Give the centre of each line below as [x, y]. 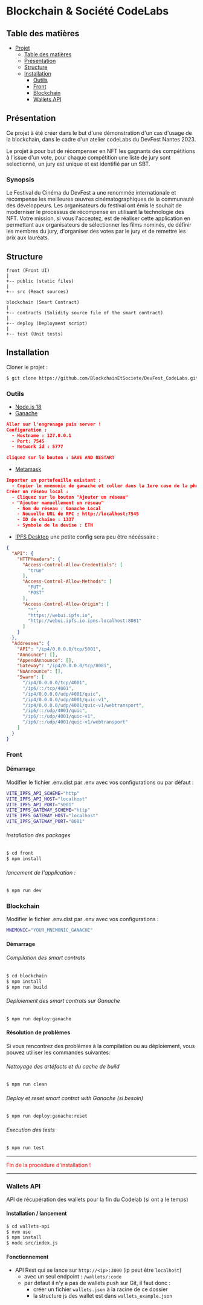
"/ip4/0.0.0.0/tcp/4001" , [55, 683]
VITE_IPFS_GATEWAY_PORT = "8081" [46, 821]
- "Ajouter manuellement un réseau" [58, 503]
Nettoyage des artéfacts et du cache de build [63, 1066]
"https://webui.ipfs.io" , [61, 615]
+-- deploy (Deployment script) [47, 323]
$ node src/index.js [32, 1243]
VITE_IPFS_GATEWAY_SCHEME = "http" [48, 810]
